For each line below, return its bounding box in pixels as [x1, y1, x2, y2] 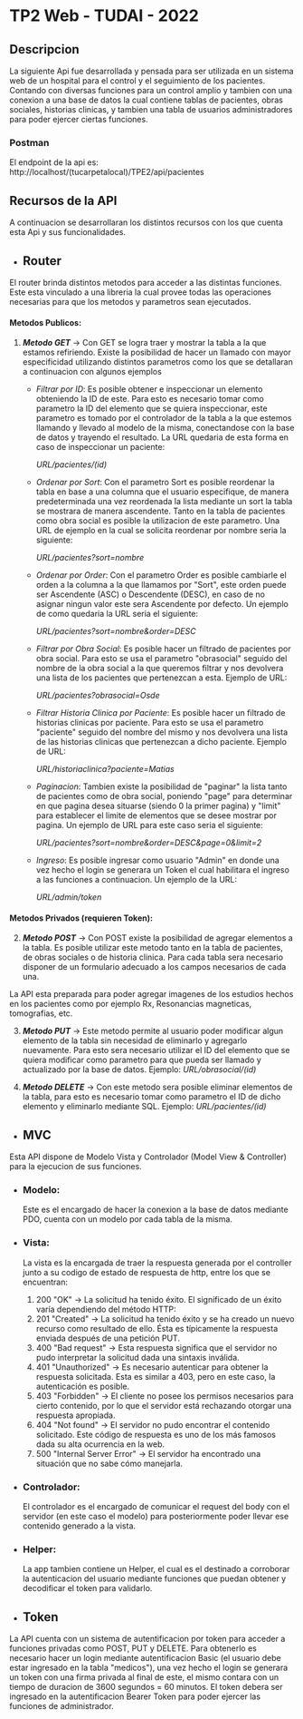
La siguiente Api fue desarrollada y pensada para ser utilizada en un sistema [9, 65, 294, 76]
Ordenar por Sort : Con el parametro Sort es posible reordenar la [35, 477, 275, 488]
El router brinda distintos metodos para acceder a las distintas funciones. [9, 277, 282, 288]
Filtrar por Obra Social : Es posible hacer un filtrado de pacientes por [35, 643, 291, 654]
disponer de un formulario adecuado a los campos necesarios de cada [22, 962, 287, 972]
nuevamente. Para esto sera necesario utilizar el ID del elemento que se [22, 1045, 290, 1056]
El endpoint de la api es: [9, 157, 99, 168]
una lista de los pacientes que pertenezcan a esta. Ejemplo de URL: [35, 672, 288, 683]
